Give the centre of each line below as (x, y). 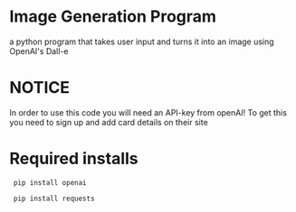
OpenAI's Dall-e (39, 51)
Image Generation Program (113, 17)
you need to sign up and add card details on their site (109, 122)
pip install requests (54, 198)
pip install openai (50, 182)
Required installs (74, 159)
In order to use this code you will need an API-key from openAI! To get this (148, 112)
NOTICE (40, 88)
